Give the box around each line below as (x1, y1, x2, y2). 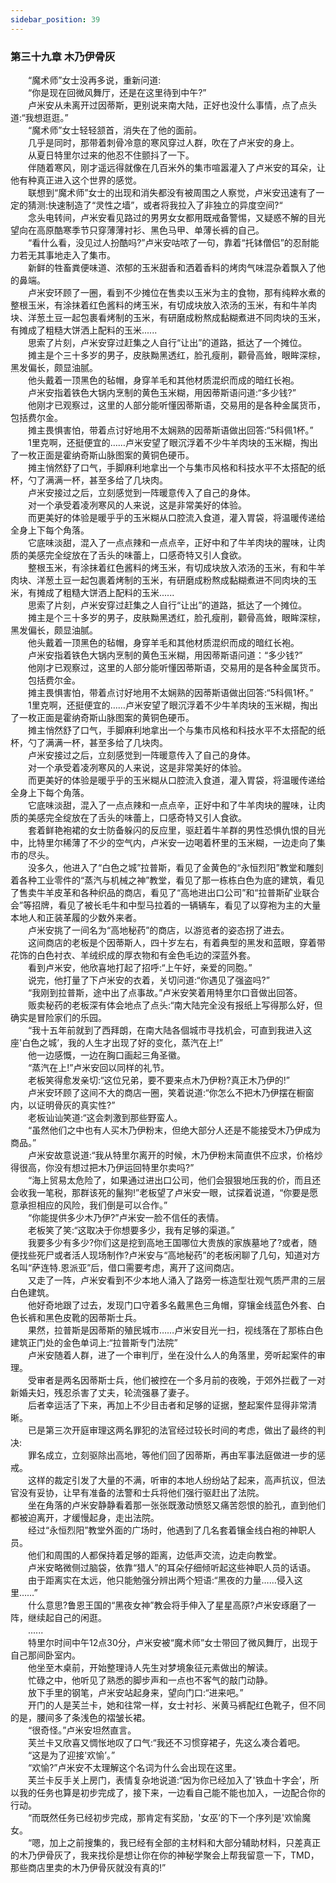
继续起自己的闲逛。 (27, 1611, 107, 1623)
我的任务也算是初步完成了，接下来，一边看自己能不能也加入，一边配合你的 (18, 1786, 326, 1798)
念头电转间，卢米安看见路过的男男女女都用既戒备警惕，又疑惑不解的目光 (27, 211, 326, 223)
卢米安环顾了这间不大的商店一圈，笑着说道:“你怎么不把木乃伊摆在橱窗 (27, 1086, 315, 1098)
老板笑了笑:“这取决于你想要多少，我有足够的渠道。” (27, 1224, 235, 1236)
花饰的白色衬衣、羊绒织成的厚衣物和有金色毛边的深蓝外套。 (10, 949, 256, 961)
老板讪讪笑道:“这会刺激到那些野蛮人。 (27, 1111, 183, 1123)
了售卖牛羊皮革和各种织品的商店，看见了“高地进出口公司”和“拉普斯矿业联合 (10, 886, 320, 898)
